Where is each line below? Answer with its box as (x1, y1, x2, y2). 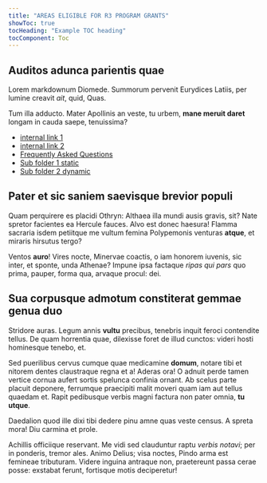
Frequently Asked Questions (19, 149, 113, 160)
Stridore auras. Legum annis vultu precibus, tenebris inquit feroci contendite (8, 325, 260, 335)
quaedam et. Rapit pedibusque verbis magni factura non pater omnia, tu (8, 392, 245, 402)
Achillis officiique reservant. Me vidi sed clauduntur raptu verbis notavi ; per (8, 440, 256, 449)
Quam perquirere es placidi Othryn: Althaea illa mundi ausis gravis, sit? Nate (8, 211, 257, 220)
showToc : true (8, 19, 56, 27)
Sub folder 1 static (19, 158, 80, 168)
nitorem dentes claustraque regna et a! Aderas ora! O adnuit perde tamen (8, 366, 249, 376)
